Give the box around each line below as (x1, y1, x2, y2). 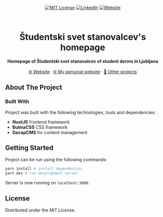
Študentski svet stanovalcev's (19, 32, 146, 43)
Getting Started (5, 144, 54, 152)
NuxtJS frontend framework (12, 119, 70, 125)
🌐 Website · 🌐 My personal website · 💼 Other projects (29, 69, 137, 74)
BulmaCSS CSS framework (12, 124, 68, 130)
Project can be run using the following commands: (5, 157, 107, 163)
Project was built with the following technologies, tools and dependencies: (5, 109, 156, 115)
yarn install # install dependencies (5, 166, 83, 171)
